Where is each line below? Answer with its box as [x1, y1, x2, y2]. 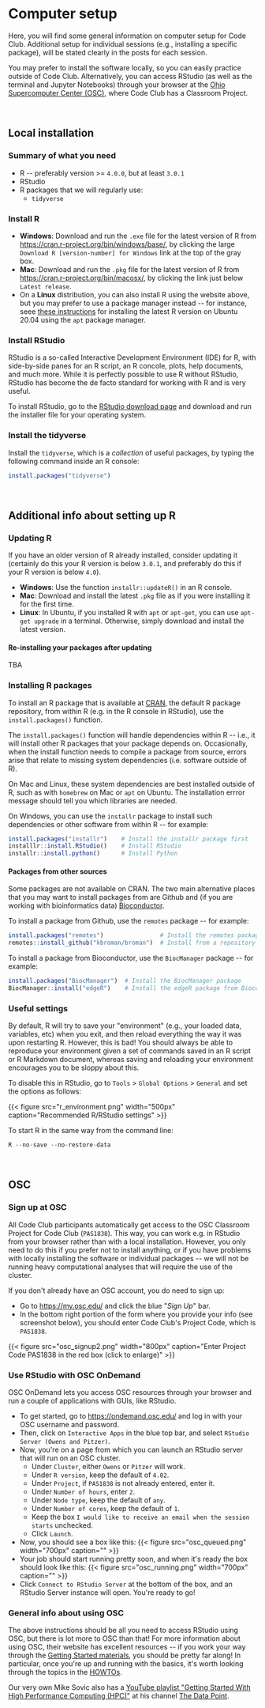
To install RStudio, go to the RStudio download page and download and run [8, 402, 252, 411]
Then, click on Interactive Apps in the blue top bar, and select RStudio [19, 1428, 250, 1438]
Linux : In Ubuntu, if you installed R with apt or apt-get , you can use [19, 608, 239, 618]
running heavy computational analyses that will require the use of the [8, 1262, 233, 1272]
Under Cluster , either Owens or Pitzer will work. [31, 1462, 185, 1472]
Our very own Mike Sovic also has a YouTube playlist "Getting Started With [8, 1683, 251, 1692]
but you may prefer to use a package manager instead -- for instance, [19, 298, 247, 308]
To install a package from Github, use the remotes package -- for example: [8, 916, 250, 926]
